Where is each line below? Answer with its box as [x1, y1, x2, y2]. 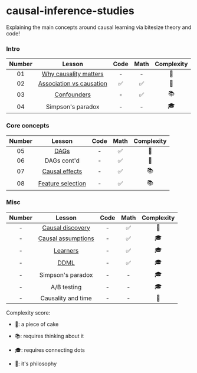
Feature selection [38, 179, 87, 188]
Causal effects [42, 167, 83, 175]
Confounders [54, 90, 91, 99]
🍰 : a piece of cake [14, 320, 59, 328]
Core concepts [6, 122, 50, 130]
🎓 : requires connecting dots [14, 346, 86, 354]
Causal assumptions [38, 234, 94, 243]
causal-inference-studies [6, 4, 134, 18]
